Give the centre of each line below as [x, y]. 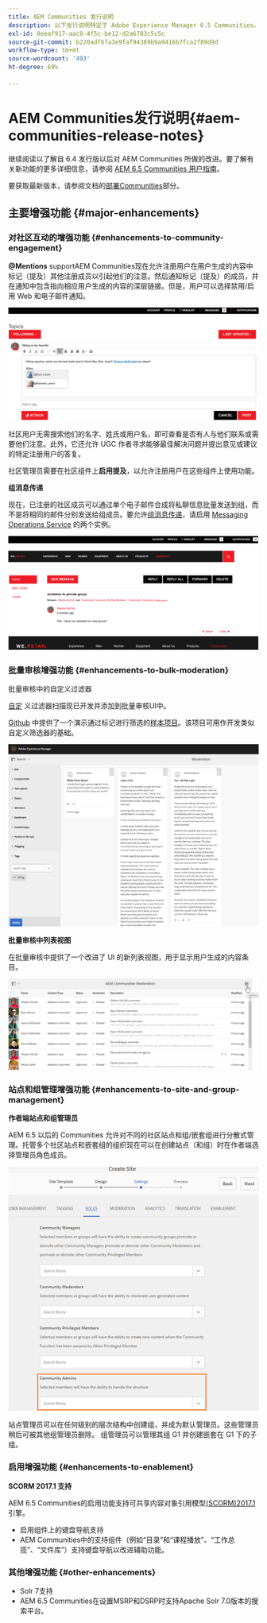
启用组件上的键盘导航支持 [62, 1529]
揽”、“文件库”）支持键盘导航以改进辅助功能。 [94, 1549]
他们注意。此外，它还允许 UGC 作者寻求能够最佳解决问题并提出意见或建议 [136, 444]
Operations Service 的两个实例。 [62, 524]
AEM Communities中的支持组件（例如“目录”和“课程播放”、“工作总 [127, 1540]
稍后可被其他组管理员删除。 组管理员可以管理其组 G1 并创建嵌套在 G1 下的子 [132, 1435]
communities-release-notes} [106, 136]
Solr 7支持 [36, 1591]
